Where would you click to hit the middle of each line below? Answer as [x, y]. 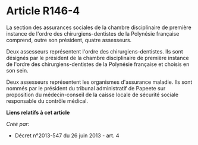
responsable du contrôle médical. [47, 101]
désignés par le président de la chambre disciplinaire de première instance [98, 58]
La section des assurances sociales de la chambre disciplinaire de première [99, 27]
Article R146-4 [43, 11]
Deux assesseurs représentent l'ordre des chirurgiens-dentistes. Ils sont [95, 51]
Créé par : [18, 124]
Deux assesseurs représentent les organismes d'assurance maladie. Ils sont [99, 82]
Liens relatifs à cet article [38, 112]
